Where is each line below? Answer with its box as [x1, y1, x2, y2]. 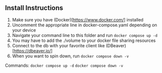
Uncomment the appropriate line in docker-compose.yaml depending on [12, 22, 157, 28]
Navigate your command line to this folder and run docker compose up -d [12, 32, 158, 38]
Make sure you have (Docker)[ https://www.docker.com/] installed [12, 17, 144, 22]
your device [12, 27, 36, 33]
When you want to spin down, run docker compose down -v [12, 53, 129, 59]
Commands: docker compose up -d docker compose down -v [5, 62, 123, 68]
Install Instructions [5, 4, 63, 12]
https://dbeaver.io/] [14, 48, 53, 54]
